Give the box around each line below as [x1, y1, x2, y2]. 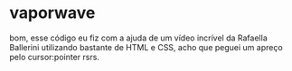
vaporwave [9, 3, 96, 23]
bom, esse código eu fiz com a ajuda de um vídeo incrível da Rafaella [9, 32, 268, 43]
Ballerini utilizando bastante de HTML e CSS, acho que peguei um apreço [9, 41, 283, 52]
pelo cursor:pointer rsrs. [9, 51, 99, 62]
